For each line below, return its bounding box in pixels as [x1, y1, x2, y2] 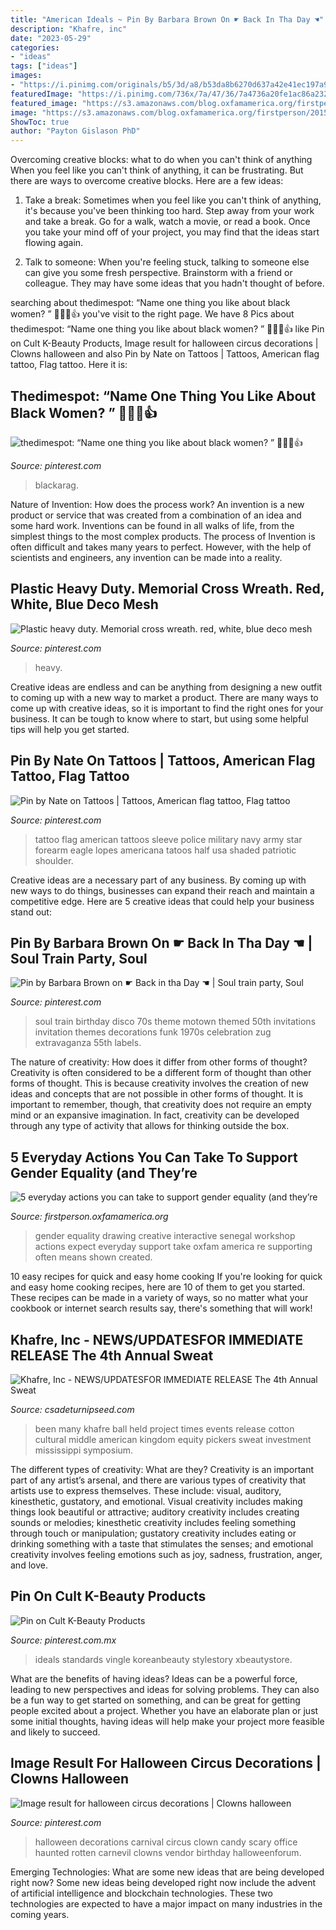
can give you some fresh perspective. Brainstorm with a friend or [24, 267, 293, 279]
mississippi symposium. [34, 1444, 134, 1456]
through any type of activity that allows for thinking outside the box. [10, 1120, 290, 1132]
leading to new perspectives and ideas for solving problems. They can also [10, 1683, 320, 1695]
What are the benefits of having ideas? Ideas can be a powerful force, [10, 1672, 298, 1685]
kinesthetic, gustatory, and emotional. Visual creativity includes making [10, 1496, 303, 1507]
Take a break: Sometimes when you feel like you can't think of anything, [24, 194, 322, 206]
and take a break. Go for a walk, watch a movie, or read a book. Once [24, 216, 311, 228]
